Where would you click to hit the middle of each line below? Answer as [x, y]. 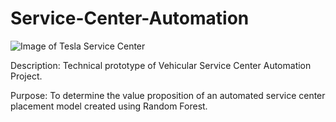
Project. [26, 76]
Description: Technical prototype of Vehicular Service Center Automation [161, 65]
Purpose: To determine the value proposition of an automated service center [168, 95]
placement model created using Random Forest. [109, 106]
